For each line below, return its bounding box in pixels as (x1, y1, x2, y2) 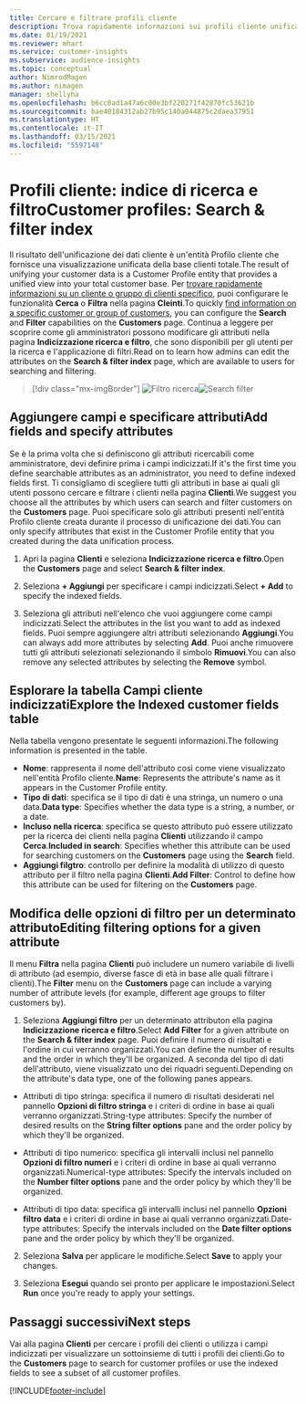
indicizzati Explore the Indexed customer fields (9, 697, 280, 712)
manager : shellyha (9, 89, 79, 99)
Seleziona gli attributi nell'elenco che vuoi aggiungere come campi (22, 608, 273, 619)
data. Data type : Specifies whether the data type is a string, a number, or (22, 802, 295, 812)
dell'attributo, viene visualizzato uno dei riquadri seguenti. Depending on (22, 1063, 293, 1074)
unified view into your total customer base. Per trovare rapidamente (9, 278, 263, 288)
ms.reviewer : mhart (9, 38, 84, 48)
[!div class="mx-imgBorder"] (31, 382, 141, 393)
